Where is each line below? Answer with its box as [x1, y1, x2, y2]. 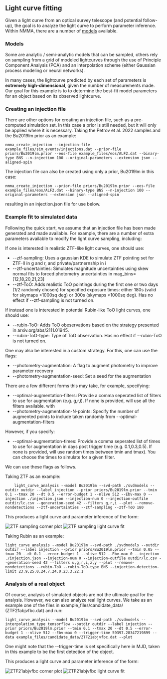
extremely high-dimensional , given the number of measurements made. [5, 82, 155, 89]
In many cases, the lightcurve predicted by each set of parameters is [5, 77, 147, 83]
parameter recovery [12, 368, 54, 374]
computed [5, 122, 26, 128]
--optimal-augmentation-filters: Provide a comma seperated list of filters [12, 392, 162, 398]
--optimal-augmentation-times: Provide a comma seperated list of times [12, 438, 161, 444]
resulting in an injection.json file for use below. [5, 201, 101, 207]
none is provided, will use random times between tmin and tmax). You [12, 449, 156, 454]
